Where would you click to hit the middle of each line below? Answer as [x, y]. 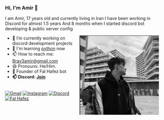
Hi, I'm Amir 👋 [21, 8]
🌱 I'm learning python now [39, 49]
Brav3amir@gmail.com [35, 61]
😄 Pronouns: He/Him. [34, 66]
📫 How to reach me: [33, 54]
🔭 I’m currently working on [39, 38]
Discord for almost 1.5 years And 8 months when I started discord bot [75, 23]
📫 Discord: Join [29, 77]
